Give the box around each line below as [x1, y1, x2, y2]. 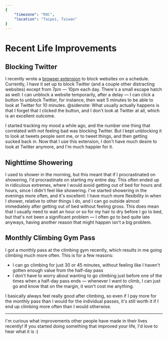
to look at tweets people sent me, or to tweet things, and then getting [5, 133, 147, 139]
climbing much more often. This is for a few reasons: [5, 252, 113, 258]
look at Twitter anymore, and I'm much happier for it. [5, 144, 113, 150]
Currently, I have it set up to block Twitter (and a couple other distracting [5, 81, 155, 87]
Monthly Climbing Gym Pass [5, 234, 95, 242]
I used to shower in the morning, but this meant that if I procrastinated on [5, 172, 156, 178]
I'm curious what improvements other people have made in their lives [5, 318, 147, 324]
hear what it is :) [5, 328, 38, 335]
